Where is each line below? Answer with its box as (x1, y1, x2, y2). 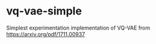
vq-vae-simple (6, 4, 83, 18)
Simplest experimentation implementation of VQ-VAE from (6, 24, 151, 31)
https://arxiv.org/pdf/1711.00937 (6, 30, 86, 37)
